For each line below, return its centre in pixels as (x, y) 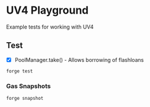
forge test (20, 71)
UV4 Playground (47, 10)
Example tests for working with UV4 (50, 27)
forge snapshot (25, 99)
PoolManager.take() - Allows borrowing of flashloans (79, 59)
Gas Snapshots (28, 86)
